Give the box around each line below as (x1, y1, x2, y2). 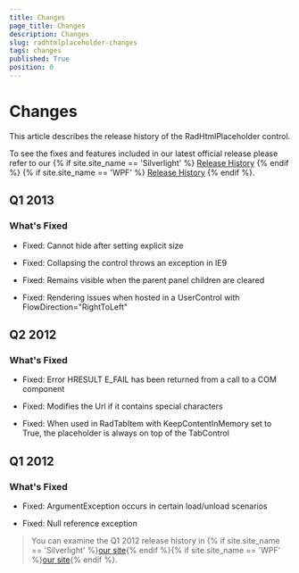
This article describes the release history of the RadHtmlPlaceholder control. (9, 130, 291, 141)
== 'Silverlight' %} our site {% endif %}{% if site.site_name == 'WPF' (30, 544, 281, 555)
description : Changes (9, 29, 90, 38)
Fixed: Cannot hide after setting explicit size (21, 240, 184, 251)
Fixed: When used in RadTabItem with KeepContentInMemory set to (21, 419, 272, 429)
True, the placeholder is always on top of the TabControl (21, 428, 230, 438)
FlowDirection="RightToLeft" (21, 301, 128, 312)
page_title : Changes (9, 21, 87, 30)
